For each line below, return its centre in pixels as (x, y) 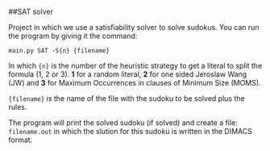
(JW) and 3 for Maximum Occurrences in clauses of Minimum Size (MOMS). (135, 83)
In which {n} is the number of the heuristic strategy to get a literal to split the (135, 65)
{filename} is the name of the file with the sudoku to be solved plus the (127, 99)
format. (21, 140)
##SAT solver (31, 12)
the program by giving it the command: (73, 36)
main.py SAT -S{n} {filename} (59, 51)
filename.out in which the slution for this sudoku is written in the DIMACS (130, 131)
